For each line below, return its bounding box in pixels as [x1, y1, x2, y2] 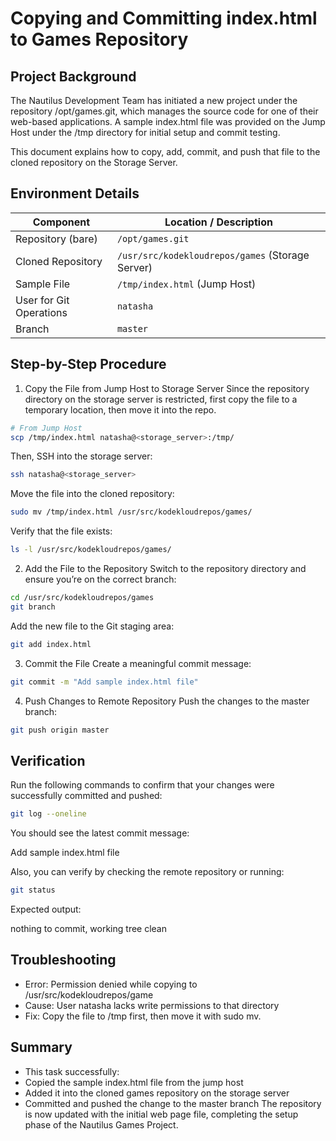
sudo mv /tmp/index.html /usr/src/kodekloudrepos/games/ [10, 507, 253, 517]
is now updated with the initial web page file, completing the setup [24, 1108, 299, 1120]
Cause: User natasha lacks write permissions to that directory [24, 999, 280, 1011]
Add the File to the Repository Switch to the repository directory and [24, 563, 307, 574]
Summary [10, 1039, 73, 1056]
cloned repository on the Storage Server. [10, 157, 178, 168]
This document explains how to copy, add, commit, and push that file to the [10, 146, 321, 157]
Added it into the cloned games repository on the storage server [24, 1087, 290, 1099]
